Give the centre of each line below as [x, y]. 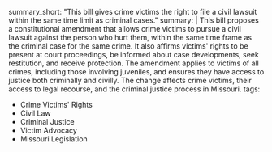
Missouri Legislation [54, 139]
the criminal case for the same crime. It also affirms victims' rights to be [129, 46]
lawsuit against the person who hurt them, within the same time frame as [130, 37]
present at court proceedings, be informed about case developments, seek [134, 55]
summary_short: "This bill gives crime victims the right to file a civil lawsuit [133, 12]
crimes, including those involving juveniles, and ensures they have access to [136, 72]
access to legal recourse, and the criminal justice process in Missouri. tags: [134, 89]
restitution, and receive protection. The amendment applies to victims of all [134, 63]
